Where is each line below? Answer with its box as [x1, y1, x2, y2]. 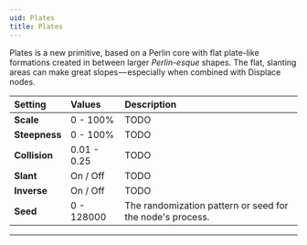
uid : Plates [9, 13, 55, 23]
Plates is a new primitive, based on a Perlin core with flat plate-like [9, 47, 259, 58]
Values [69, 98, 101, 111]
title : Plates [9, 22, 64, 31]
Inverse [14, 184, 48, 197]
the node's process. [124, 210, 210, 223]
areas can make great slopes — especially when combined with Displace [9, 66, 281, 78]
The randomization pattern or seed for [124, 198, 289, 211]
